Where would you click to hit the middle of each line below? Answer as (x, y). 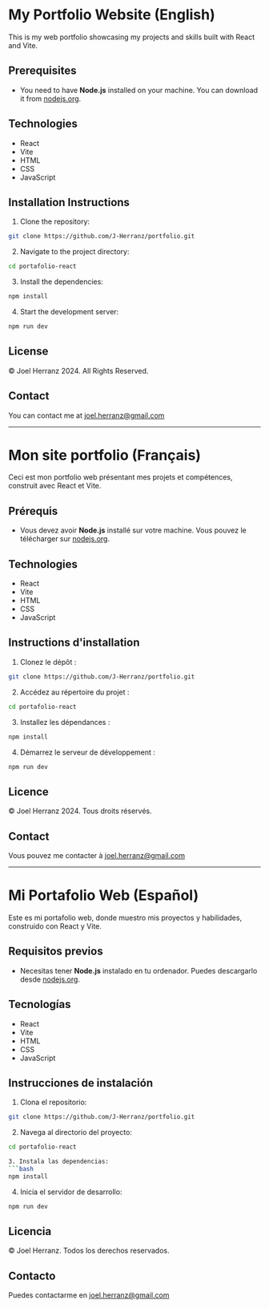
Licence (29, 792)
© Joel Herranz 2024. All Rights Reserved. (78, 371)
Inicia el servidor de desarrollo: (71, 1192)
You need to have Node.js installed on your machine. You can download (139, 90)
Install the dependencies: (62, 281)
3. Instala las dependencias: (59, 1162)
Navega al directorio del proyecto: (76, 1132)
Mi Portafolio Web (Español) (103, 895)
